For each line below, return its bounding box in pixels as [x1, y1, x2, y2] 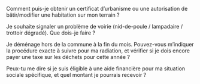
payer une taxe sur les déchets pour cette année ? [6, 54, 131, 60]
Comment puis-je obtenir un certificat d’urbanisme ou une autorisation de [6, 5, 188, 12]
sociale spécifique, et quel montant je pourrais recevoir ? [6, 71, 147, 78]
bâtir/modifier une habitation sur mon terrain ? [6, 11, 120, 18]
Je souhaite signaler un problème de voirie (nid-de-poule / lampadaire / [6, 23, 183, 30]
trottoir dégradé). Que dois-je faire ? [6, 29, 96, 36]
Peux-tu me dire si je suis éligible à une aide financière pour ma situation [6, 65, 186, 72]
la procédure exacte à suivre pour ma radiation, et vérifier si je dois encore [6, 47, 190, 54]
